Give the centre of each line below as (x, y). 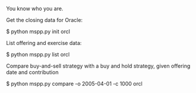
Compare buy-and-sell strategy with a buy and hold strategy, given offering (98, 66)
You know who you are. (35, 9)
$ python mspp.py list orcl (38, 54)
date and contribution (33, 72)
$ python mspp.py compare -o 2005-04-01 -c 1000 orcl (74, 84)
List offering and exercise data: (44, 43)
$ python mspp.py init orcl (38, 31)
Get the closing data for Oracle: (44, 20)
